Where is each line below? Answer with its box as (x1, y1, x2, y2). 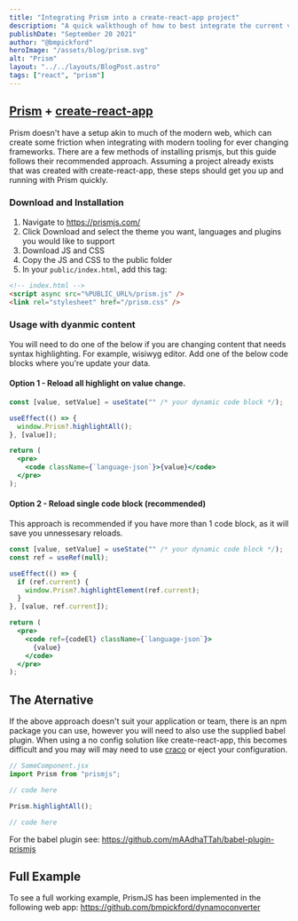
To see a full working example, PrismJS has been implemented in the (9, 893, 262, 903)
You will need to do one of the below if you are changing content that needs (9, 338, 286, 349)
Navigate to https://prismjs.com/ (21, 217, 141, 227)
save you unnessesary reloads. (9, 528, 123, 538)
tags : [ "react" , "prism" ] (9, 71, 105, 80)
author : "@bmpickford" (9, 37, 93, 47)
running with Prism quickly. (9, 174, 108, 185)
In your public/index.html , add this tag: (21, 264, 168, 274)
